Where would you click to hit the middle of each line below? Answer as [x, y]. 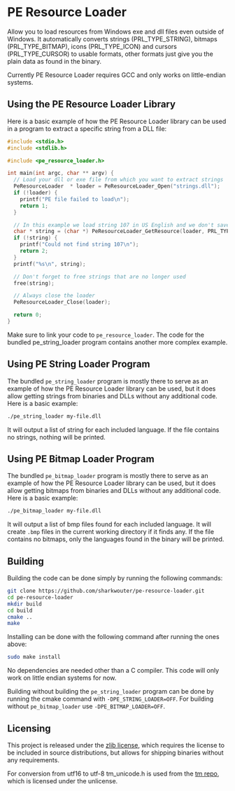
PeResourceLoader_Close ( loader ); [62, 302]
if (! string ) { [36, 238]
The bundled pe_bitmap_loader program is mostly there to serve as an [108, 476]
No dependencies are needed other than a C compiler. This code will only [113, 671]
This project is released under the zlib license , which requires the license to [116, 745]
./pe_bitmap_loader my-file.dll [54, 511]
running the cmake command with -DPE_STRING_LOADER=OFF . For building [111, 699]
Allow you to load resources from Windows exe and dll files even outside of [116, 31]
